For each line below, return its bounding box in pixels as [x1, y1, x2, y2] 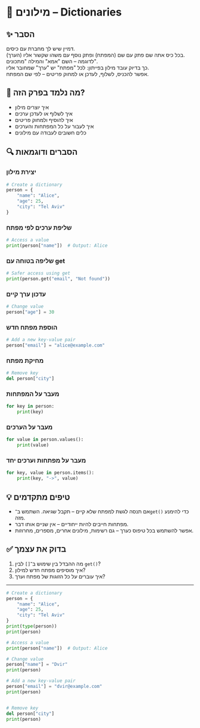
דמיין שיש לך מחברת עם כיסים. [6, 45, 76, 52]
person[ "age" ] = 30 [6, 309, 55, 316]
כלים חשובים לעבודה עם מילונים [14, 129, 87, 136]
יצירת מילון [6, 168, 37, 176]
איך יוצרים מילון [14, 103, 49, 111]
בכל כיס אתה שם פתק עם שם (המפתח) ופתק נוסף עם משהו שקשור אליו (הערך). [6, 51, 185, 59]
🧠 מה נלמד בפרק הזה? [6, 88, 85, 98]
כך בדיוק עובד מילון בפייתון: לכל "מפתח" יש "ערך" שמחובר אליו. [6, 64, 149, 71]
